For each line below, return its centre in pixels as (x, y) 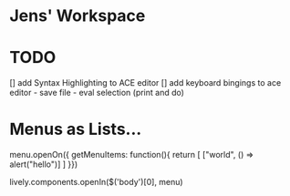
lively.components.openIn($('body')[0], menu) (97, 182)
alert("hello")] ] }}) (44, 164)
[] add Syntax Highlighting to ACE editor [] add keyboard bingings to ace (145, 83)
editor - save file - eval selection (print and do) (97, 93)
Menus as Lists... (76, 129)
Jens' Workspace (78, 16)
